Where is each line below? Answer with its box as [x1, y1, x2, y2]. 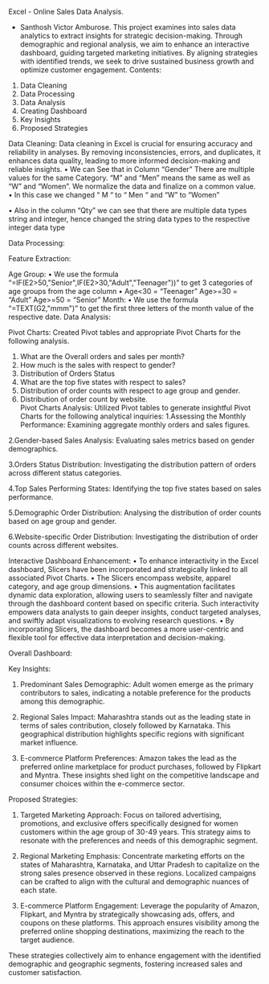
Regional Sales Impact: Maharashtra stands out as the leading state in [19, 712, 251, 721]
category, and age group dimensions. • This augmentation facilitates [8, 582, 235, 591]
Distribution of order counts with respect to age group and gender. [19, 386, 241, 395]
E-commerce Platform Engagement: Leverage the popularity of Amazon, [19, 901, 259, 910]
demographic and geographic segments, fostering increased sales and [8, 959, 243, 969]
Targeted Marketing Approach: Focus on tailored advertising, [19, 810, 222, 819]
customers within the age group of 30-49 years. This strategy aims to [19, 827, 251, 836]
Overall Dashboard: [8, 648, 72, 658]
